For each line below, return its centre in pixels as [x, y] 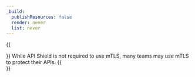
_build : [16, 11]
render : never [28, 22]
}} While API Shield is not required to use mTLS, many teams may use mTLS [97, 56]
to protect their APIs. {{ [34, 62]
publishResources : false [42, 17]
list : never [26, 28]
